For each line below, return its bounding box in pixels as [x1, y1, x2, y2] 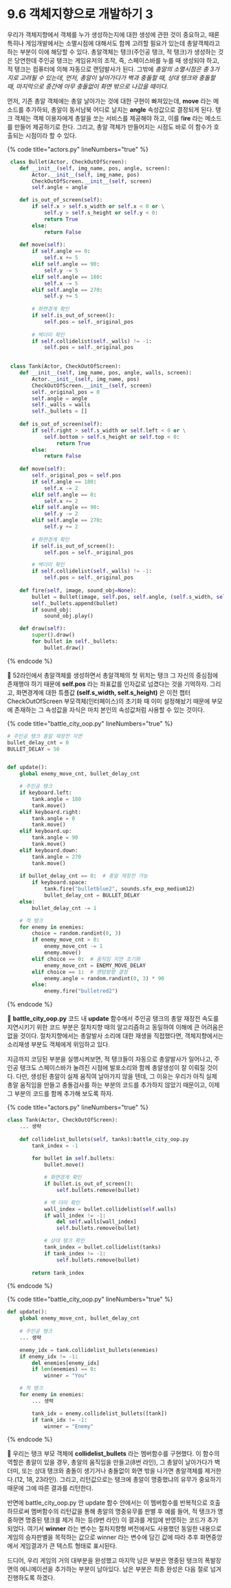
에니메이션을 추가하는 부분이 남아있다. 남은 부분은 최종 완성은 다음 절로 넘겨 [19, 1565, 222, 1574]
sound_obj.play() [43, 613, 94, 619]
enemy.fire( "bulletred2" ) [43, 988, 118, 995]
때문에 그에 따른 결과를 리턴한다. [7, 1484, 94, 1492]
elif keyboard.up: [19, 828, 72, 835]
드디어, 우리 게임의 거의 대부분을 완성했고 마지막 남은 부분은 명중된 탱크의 [7, 1556, 203, 1565]
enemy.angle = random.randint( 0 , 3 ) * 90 [43, 975, 165, 982]
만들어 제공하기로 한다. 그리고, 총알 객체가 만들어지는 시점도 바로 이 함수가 [14, 122, 212, 131]
